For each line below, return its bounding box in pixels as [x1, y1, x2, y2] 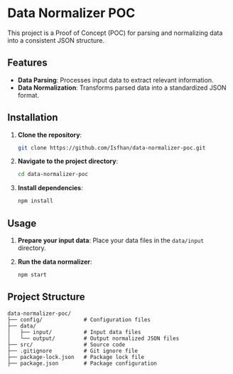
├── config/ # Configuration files [7, 316, 151, 323]
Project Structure [7, 291, 85, 303]
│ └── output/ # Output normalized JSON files [7, 335, 180, 342]
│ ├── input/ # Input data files [7, 328, 141, 336]
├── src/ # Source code [7, 341, 126, 348]
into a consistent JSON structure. [7, 36, 105, 44]
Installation [7, 112, 58, 124]
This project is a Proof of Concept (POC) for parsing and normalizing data [7, 28, 223, 37]
